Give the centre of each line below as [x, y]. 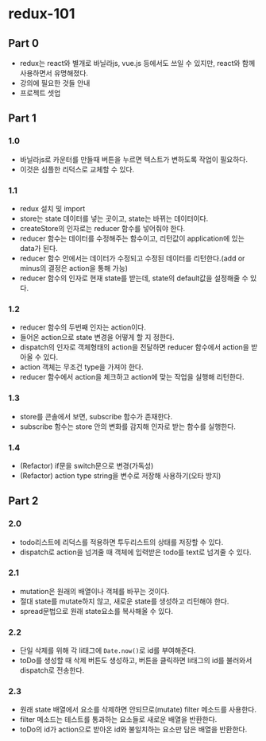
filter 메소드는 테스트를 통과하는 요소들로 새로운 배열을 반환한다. [118, 720]
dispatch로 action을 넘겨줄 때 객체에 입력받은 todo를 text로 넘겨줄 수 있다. [135, 552]
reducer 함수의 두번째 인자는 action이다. [83, 327]
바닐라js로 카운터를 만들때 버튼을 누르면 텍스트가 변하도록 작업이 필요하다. [134, 159]
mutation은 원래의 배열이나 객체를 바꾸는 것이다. [94, 591]
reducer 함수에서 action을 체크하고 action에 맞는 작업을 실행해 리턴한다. [132, 377]
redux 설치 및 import [52, 208]
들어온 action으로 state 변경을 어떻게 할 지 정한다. [97, 338]
